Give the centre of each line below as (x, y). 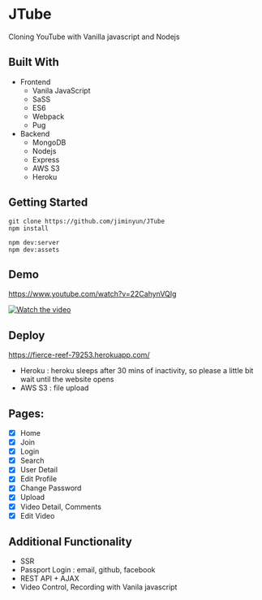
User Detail (39, 470)
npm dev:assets (34, 250)
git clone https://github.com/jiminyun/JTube (86, 221)
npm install (28, 228)
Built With (34, 62)
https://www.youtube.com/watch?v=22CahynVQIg (92, 294)
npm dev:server (34, 242)
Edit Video (37, 515)
